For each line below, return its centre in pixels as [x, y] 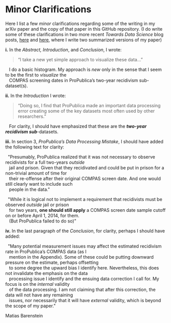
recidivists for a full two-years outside [45, 162]
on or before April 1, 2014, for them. [42, 215]
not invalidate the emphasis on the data [47, 273]
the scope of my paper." [31, 306]
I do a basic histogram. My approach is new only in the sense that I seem [85, 69]
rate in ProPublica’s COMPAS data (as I [46, 252]
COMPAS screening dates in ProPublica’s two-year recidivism [74, 80]
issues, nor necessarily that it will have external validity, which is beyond [85, 300]
